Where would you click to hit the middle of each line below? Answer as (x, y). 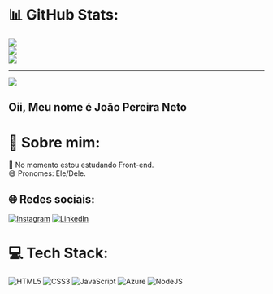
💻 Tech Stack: (58, 253)
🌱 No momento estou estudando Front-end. (81, 165)
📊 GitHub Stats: (64, 15)
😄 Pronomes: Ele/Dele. (48, 173)
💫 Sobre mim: (54, 142)
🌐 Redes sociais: (52, 199)
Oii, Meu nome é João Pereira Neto (98, 107)
